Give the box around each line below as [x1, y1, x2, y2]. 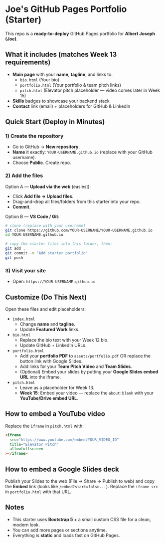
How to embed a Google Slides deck [5, 465, 120, 473]
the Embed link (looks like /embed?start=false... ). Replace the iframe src [5, 483, 159, 489]
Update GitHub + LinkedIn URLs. [19, 342, 87, 348]
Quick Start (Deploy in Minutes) [5, 118, 105, 126]
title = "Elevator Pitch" [9, 442, 59, 447]
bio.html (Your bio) [19, 76, 60, 83]
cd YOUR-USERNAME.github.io [5, 232, 64, 237]
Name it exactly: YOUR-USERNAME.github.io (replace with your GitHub [12, 149, 153, 155]
